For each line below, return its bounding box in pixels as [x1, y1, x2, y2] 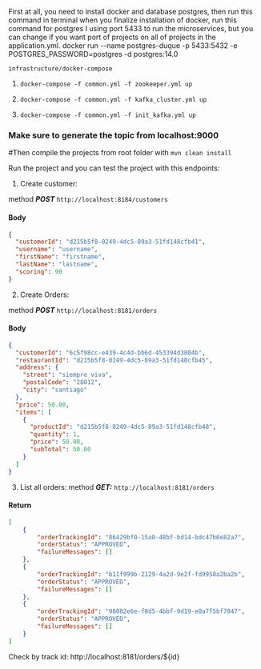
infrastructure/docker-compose [8, 65, 113, 73]
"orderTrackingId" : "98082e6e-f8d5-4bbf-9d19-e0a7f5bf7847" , [37, 607, 246, 615]
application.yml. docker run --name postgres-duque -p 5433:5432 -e [8, 41, 238, 50]
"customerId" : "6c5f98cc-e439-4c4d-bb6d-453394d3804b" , [15, 348, 206, 357]
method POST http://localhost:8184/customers [8, 194, 168, 204]
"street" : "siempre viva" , [22, 371, 113, 379]
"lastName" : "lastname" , [15, 260, 98, 268]
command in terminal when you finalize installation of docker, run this [8, 15, 238, 25]
